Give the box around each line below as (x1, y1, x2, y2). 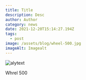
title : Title (5, 7, 33, 13)
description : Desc (5, 12, 45, 17)
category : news (5, 22, 38, 27)
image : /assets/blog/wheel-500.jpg (5, 41, 81, 46)
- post (10, 36, 24, 42)
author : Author (5, 17, 38, 22)
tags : (5, 31, 17, 36)
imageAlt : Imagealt (5, 46, 47, 51)
